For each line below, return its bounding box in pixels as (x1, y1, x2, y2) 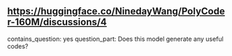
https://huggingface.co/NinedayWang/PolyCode (7, 6, 225, 17)
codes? (7, 41, 29, 50)
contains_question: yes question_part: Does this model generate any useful (7, 35, 224, 43)
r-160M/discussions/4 (7, 17, 107, 28)
